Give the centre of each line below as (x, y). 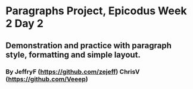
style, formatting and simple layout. (73, 55)
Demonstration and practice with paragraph (89, 45)
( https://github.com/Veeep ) (47, 79)
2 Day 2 (25, 23)
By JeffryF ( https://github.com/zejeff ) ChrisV (73, 71)
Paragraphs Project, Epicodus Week (96, 11)
